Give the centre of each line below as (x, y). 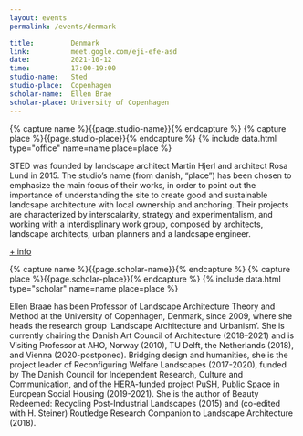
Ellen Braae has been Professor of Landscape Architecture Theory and (142, 306)
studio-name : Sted (49, 77)
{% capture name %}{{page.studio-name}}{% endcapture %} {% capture (148, 128)
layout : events (38, 18)
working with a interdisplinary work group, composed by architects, (136, 224)
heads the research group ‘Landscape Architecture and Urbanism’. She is (147, 325)
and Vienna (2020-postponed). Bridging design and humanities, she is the (149, 355)
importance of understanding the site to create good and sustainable (139, 195)
